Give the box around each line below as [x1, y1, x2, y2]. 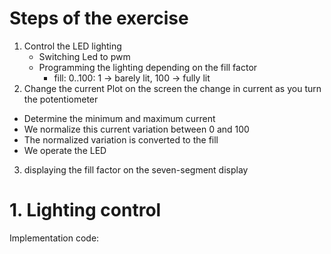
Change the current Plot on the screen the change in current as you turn [23, 82, 322, 94]
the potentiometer [23, 93, 99, 105]
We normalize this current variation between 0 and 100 [23, 123, 250, 135]
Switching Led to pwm [38, 50, 131, 62]
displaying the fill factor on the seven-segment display [23, 163, 249, 176]
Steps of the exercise [9, 7, 189, 30]
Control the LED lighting [23, 40, 122, 52]
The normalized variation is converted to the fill [23, 133, 219, 146]
